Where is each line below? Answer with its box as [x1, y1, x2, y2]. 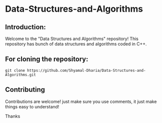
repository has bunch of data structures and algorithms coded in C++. [5, 41, 147, 47]
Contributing [5, 85, 45, 94]
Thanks [5, 113, 21, 119]
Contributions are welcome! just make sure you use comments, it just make [5, 99, 157, 104]
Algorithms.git [5, 72, 36, 77]
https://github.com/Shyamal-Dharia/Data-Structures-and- [27, 68, 146, 73]
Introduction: [5, 23, 46, 31]
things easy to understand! [5, 103, 59, 109]
